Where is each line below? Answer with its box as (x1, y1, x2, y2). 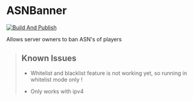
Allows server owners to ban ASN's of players (6, 35, 122, 43)
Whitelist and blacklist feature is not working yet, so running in (30, 69, 188, 77)
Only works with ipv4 (30, 88, 84, 95)
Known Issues (21, 53, 77, 64)
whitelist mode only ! (30, 75, 83, 83)
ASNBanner (6, 4, 67, 18)
